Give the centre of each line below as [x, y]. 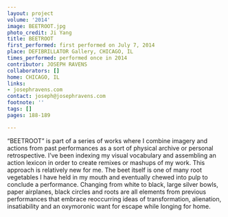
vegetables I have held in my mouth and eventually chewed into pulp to [107, 177]
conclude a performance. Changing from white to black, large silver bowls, [113, 184]
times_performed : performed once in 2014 [67, 58]
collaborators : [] [33, 71]
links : [16, 84]
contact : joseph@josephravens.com [57, 97]
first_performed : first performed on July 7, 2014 [81, 45]
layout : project [30, 13]
